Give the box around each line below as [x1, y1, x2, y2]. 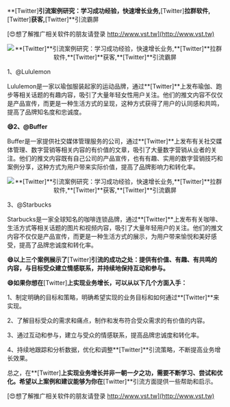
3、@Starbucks [7, 200, 52, 209]
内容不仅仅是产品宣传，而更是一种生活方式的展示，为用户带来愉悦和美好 [7, 233, 211, 240]
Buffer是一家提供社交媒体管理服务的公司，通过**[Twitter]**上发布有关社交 [7, 137, 217, 145]
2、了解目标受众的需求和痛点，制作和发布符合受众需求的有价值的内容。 [7, 316, 209, 325]
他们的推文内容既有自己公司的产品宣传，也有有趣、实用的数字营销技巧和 [18, 154, 223, 162]
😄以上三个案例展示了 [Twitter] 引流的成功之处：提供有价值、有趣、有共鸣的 [7, 255, 218, 264]
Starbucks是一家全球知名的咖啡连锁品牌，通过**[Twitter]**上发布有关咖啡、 [7, 216, 222, 223]
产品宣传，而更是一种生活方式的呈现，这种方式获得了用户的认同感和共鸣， [12, 100, 223, 107]
